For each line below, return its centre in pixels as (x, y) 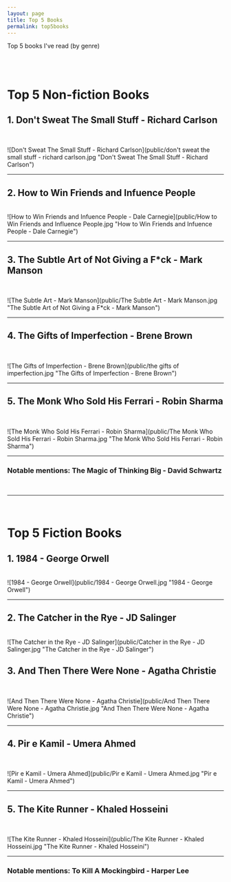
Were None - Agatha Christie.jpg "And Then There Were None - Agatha (108, 708)
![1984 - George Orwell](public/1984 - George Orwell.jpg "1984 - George (110, 582)
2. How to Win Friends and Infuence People (101, 193)
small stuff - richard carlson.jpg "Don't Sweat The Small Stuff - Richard (108, 157)
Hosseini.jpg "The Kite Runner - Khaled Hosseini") (78, 847)
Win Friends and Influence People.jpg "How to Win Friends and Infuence (110, 224)
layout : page (26, 13)
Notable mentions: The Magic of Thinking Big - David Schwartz (114, 470)
